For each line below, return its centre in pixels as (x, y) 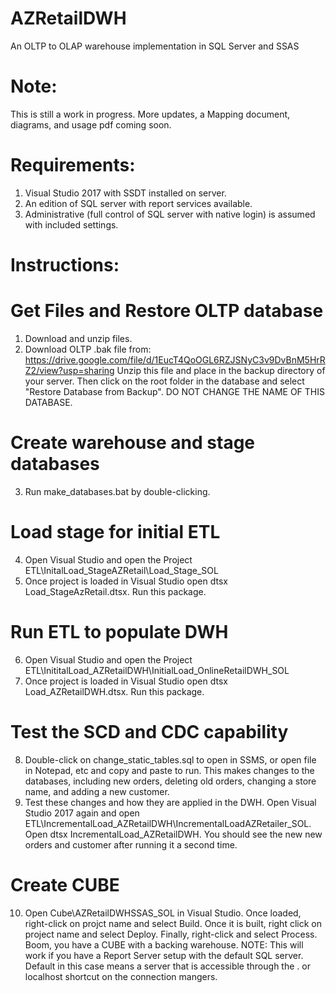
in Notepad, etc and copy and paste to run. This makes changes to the (169, 770)
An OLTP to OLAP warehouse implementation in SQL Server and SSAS (155, 46)
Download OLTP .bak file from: (88, 349)
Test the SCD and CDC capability (149, 731)
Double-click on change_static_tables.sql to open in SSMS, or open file (170, 759)
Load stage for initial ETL (115, 532)
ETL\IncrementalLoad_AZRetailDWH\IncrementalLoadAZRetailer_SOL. (168, 823)
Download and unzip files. (78, 338)
